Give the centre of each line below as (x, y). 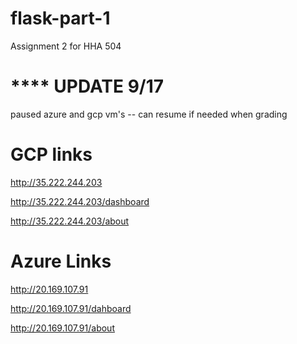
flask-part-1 (60, 18)
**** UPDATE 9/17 (87, 86)
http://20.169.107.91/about (62, 328)
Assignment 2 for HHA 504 (66, 46)
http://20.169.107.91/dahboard (71, 308)
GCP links (51, 154)
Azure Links (61, 261)
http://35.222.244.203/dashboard (80, 201)
